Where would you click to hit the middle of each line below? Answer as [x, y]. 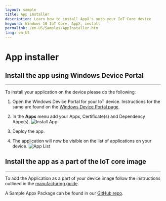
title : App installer [27, 14]
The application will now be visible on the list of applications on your [82, 141]
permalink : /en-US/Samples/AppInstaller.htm [52, 28]
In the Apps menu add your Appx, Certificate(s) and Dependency [79, 116]
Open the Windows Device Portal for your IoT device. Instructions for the [86, 101]
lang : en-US [17, 33]
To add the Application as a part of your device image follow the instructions [83, 178]
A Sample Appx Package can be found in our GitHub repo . [64, 193]
